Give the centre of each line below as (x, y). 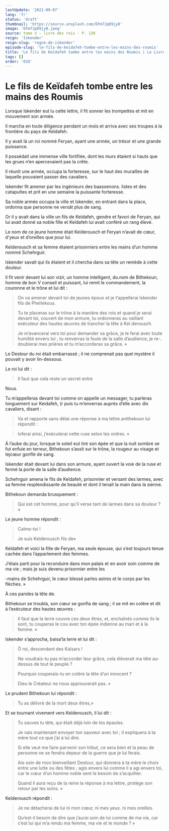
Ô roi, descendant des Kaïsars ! (50, 649)
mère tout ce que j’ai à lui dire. (49, 738)
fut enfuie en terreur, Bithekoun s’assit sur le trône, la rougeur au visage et (82, 449)
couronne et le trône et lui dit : (36, 288)
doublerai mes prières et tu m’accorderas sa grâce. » (72, 344)
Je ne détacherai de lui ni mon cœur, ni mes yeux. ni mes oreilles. (85, 808)
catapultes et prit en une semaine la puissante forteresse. (65, 192)
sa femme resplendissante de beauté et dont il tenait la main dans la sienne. (84, 485)
